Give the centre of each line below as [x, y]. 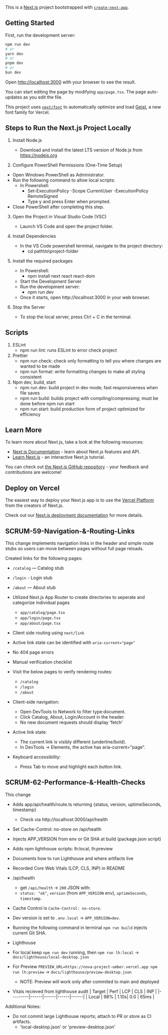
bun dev [13, 72]
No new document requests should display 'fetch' [71, 722]
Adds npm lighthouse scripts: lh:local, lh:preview [62, 848]
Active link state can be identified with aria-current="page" [74, 642]
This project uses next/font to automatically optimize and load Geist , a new [83, 107]
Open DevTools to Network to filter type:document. [73, 712]
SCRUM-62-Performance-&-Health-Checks [75, 782]
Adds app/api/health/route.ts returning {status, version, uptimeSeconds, [87, 804]
